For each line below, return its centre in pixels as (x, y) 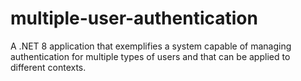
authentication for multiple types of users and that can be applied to (150, 56)
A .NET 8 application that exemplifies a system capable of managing (151, 46)
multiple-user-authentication (134, 18)
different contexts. (48, 67)
